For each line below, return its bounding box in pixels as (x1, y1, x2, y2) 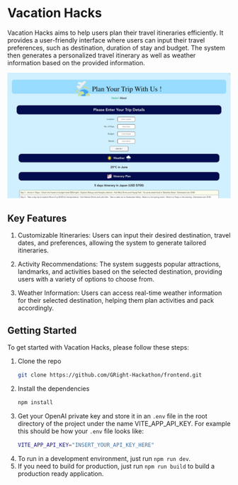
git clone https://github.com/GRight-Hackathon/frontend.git (17, 372, 203, 379)
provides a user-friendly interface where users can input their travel (7, 35, 205, 44)
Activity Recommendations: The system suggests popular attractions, (17, 260, 221, 269)
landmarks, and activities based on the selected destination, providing (17, 267, 222, 276)
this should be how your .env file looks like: (17, 427, 144, 435)
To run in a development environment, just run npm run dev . (17, 454, 191, 462)
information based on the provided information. (7, 58, 145, 67)
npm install (17, 398, 53, 406)
